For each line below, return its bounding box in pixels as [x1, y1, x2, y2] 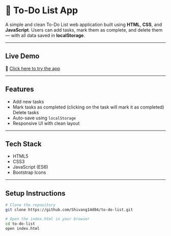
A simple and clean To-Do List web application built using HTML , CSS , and [5, 21, 162, 28]
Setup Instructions [5, 189, 66, 198]
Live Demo [5, 52, 40, 61]
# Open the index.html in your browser [5, 216, 90, 221]
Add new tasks [12, 98, 44, 104]
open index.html [5, 226, 40, 231]
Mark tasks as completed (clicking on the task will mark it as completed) [12, 104, 164, 110]
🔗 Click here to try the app [5, 65, 60, 71]
